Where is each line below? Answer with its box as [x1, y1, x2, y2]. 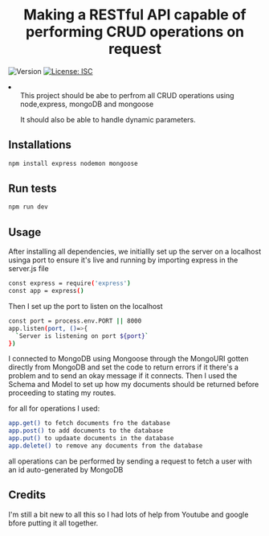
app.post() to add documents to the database [8, 427, 163, 435]
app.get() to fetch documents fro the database [8, 419, 171, 427]
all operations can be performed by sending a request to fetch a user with [8, 456, 253, 466]
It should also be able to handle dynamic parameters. [19, 114, 196, 124]
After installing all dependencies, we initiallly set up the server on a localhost [8, 247, 262, 257]
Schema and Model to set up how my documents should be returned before [8, 380, 259, 390]
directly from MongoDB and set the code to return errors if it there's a [8, 362, 239, 372]
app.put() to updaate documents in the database [8, 435, 174, 443]
